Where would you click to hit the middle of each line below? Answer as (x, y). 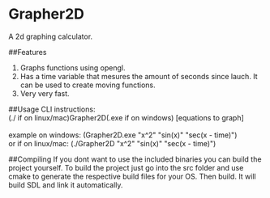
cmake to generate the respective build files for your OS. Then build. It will (133, 176)
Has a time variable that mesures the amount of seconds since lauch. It (139, 76)
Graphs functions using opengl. (73, 67)
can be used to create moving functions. (88, 85)
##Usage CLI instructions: (52, 109)
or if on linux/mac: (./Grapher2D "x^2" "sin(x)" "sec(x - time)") (112, 143)
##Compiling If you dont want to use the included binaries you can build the (135, 159)
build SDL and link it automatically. (66, 185)
